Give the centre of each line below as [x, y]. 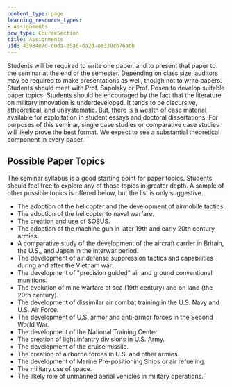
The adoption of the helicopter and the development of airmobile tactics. [121, 206]
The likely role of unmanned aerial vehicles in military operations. [110, 376]
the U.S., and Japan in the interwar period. [78, 250]
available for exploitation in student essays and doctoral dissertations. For [113, 117]
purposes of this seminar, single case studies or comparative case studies [114, 125]
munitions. [32, 280]
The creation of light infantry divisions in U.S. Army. [91, 339]
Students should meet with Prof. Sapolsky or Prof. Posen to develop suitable [116, 88]
